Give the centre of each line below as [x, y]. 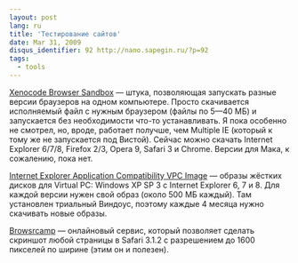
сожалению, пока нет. [51, 158]
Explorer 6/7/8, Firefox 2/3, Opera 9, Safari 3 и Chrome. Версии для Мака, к [149, 148]
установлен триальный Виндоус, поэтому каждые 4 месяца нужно [137, 203]
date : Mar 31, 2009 [45, 42]
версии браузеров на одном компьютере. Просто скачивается [129, 101]
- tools [32, 68]
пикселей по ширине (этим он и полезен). [89, 249]
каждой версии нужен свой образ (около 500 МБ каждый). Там [130, 194]
